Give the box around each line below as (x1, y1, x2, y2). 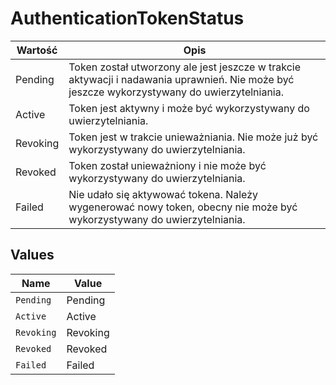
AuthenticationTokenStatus (10, 7, 245, 30)
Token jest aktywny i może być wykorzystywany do (68, 101, 310, 115)
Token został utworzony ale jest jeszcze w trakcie (68, 60, 302, 74)
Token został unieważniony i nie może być (68, 158, 267, 172)
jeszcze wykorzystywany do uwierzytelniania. (68, 85, 284, 99)
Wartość (16, 43, 58, 57)
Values (10, 247, 55, 264)
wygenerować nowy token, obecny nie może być (68, 200, 298, 214)
